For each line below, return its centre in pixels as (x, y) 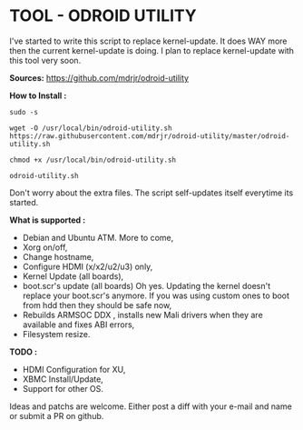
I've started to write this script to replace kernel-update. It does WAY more (148, 41)
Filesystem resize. (56, 334)
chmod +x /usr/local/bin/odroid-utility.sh (93, 160)
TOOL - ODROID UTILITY (103, 16)
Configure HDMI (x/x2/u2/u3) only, (88, 266)
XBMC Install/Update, (63, 379)
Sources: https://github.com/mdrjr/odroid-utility (99, 77)
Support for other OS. (63, 388)
